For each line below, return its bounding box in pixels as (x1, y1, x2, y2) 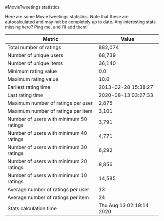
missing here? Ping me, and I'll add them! (5, 24, 88, 30)
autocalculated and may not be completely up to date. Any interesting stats (5, 19, 156, 25)
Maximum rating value (7, 76, 59, 82)
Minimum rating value (7, 68, 57, 74)
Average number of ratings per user (7, 186, 89, 193)
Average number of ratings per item (7, 194, 89, 200)
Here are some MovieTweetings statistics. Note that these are (5, 14, 129, 19)
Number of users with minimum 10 (7, 172, 87, 178)
